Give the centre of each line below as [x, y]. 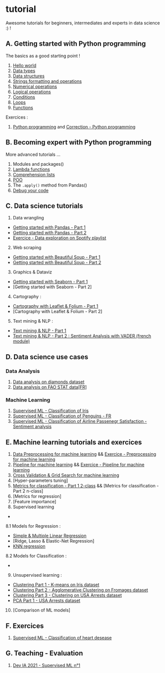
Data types [24, 70]
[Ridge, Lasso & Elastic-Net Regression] [54, 541]
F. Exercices [25, 626]
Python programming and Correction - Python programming [74, 127]
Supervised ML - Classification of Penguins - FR [62, 416]
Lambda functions [31, 169]
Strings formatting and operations [47, 81]
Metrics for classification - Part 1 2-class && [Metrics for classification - [86, 486]
